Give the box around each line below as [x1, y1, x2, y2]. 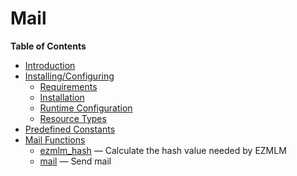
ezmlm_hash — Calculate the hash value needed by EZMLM [39, 144, 287, 156]
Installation [39, 91, 85, 103]
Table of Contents [10, 40, 87, 52]
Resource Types [39, 112, 107, 124]
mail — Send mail [39, 155, 112, 167]
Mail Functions [24, 133, 86, 146]
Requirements [39, 80, 98, 92]
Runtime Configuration [39, 102, 133, 114]
